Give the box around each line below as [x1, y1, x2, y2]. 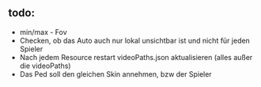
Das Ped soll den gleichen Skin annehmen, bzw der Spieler [19, 69, 212, 78]
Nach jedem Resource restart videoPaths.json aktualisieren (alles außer [19, 52, 253, 62]
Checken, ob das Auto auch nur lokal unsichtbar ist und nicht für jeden [19, 36, 251, 45]
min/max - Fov [19, 27, 67, 36]
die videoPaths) [19, 61, 71, 70]
